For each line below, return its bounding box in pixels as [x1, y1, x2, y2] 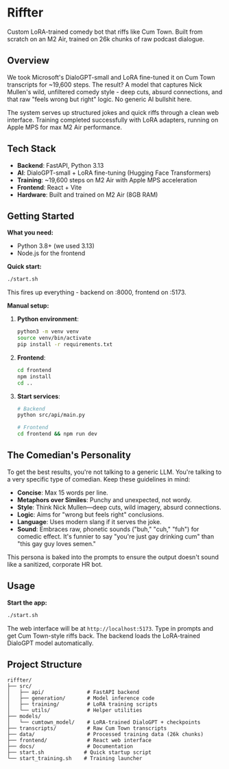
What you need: [7, 228, 53, 237]
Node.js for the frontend [16, 249, 86, 257]
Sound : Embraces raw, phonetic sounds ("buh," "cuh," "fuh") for [16, 525, 200, 533]
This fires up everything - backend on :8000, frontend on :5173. [7, 288, 186, 296]
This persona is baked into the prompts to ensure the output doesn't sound [7, 552, 219, 561]
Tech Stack [7, 143, 56, 155]
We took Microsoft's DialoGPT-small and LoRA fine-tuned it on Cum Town [7, 73, 216, 81]
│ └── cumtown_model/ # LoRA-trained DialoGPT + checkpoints [7, 719, 201, 726]
